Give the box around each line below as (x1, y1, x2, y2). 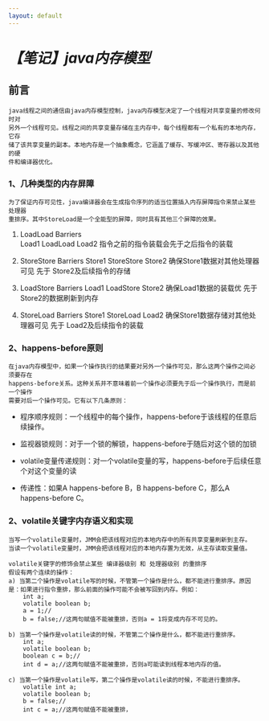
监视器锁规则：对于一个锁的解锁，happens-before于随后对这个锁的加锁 (19, 439, 257, 449)
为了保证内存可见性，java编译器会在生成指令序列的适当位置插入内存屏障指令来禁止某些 (8, 198, 256, 206)
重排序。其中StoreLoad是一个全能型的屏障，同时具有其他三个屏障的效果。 (8, 215, 221, 223)
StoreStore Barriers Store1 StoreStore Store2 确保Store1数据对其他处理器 (19, 256, 259, 265)
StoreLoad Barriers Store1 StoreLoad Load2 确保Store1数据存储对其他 (19, 310, 250, 320)
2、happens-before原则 (8, 342, 104, 354)
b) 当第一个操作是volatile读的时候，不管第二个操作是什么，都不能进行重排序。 (8, 630, 239, 639)
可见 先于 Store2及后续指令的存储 (19, 266, 131, 276)
